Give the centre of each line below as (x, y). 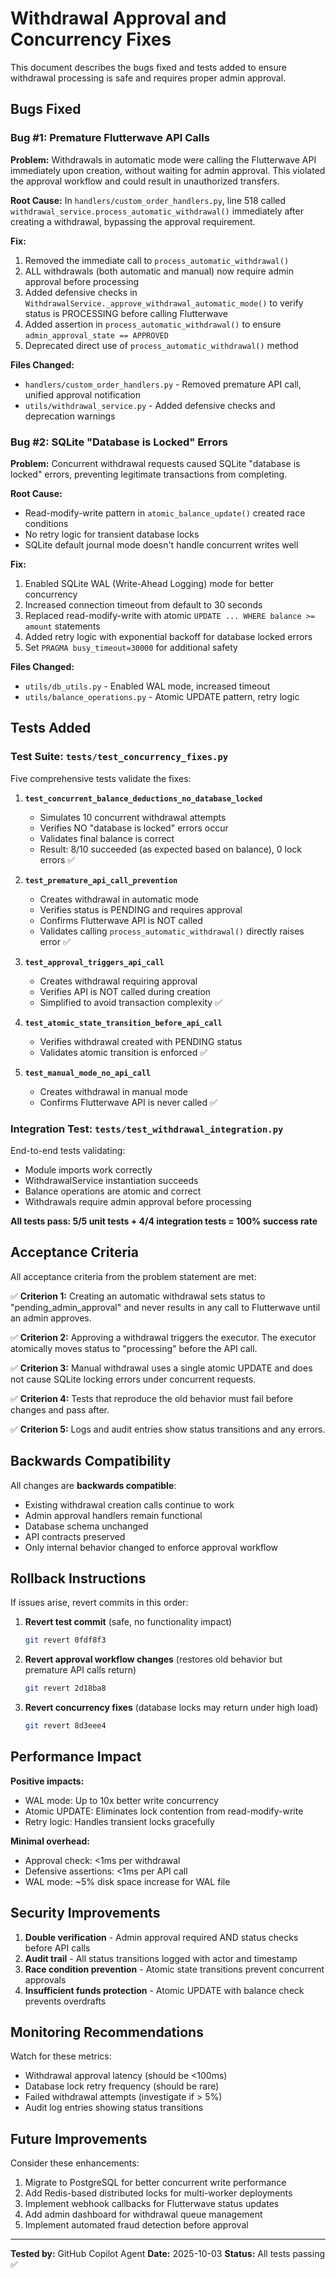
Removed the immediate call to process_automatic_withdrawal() (157, 260)
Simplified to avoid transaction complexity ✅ (131, 1002)
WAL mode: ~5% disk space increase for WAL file (127, 1881)
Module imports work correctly (88, 1169)
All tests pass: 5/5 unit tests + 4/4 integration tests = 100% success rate (164, 1221)
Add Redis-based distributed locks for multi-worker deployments (158, 2193)
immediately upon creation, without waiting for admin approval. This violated (168, 170)
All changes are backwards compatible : (93, 1485)
